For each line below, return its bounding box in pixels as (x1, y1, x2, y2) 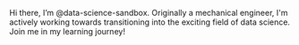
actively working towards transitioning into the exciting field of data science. (9, 17, 291, 27)
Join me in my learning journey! (9, 26, 125, 36)
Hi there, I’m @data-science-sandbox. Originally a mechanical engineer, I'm (9, 8, 288, 18)
